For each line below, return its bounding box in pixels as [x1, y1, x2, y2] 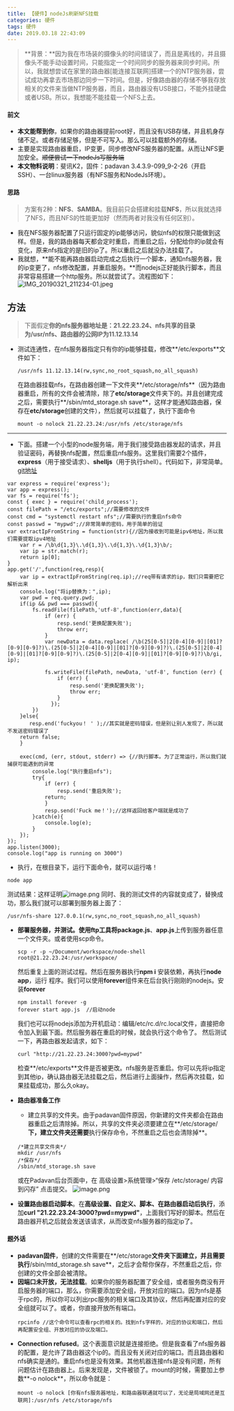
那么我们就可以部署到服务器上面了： [19, 899, 123, 907]
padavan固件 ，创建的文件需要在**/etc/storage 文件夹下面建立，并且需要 [17, 1251, 225, 1260]
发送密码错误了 [12, 727, 49, 735]
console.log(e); [44, 819, 92, 826]
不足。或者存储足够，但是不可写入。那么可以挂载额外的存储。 [23, 136, 201, 144]
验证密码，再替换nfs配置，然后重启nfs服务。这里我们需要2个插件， [17, 449, 210, 457]
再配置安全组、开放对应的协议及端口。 [17, 1326, 111, 1333]
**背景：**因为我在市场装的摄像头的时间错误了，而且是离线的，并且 [24, 49, 220, 58]
